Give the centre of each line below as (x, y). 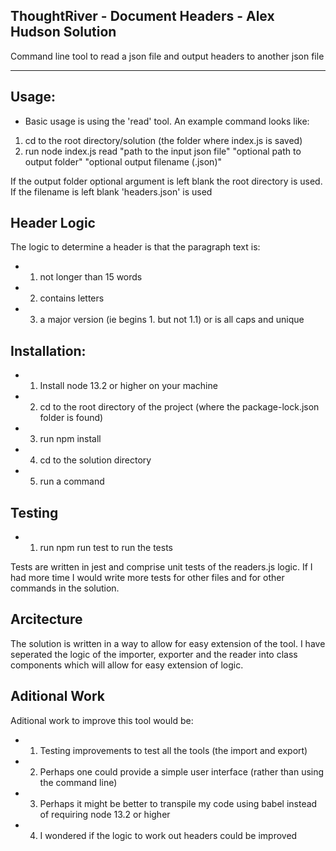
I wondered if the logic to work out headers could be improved (168, 835)
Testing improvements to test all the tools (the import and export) (173, 750)
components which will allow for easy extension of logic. (127, 665)
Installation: (48, 350)
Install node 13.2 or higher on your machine (128, 386)
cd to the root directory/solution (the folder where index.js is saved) (163, 140)
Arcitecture (46, 619)
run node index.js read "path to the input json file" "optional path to (163, 151)
